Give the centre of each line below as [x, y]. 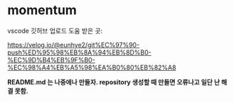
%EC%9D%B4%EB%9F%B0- [52, 59]
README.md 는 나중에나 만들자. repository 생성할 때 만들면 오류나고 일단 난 [114, 82]
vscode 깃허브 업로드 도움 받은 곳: [55, 30]
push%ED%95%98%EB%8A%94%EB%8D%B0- [79, 52]
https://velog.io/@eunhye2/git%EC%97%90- [74, 45]
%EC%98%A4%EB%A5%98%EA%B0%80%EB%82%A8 [92, 67]
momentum [42, 10]
